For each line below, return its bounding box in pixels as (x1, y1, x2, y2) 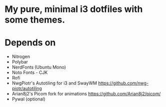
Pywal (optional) (11, 96, 46, 102)
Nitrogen (11, 53, 30, 59)
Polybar (11, 59, 28, 65)
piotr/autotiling (11, 85, 42, 91)
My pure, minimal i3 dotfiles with (4, 3, 143, 15)
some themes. (4, 14, 65, 25)
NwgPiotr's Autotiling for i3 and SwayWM (11, 80, 97, 86)
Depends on (4, 37, 56, 48)
